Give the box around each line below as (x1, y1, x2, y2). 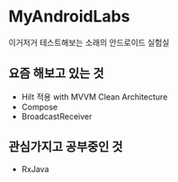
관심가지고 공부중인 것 (8, 139, 123, 154)
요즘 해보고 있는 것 (8, 65, 104, 82)
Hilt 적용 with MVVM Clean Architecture (21, 91, 168, 102)
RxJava (21, 163, 49, 174)
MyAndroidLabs (8, 6, 130, 27)
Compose (21, 101, 58, 112)
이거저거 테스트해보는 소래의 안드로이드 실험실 (8, 37, 170, 48)
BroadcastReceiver (21, 110, 93, 122)
